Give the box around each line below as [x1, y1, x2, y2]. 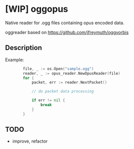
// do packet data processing [31, 89, 94, 94]
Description [5, 43, 42, 52]
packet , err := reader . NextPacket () [31, 80, 107, 85]
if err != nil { [31, 98, 65, 103]
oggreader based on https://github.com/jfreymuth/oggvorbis [5, 29, 129, 35]
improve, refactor [12, 138, 48, 144]
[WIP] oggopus [5, 3, 68, 15]
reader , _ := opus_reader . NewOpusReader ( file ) [23, 71, 121, 76]
